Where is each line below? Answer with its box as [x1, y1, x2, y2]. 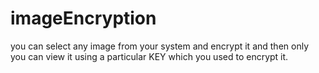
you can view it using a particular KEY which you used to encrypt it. [10, 50, 289, 62]
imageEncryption [10, 7, 157, 30]
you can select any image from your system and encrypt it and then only [10, 40, 310, 52]
